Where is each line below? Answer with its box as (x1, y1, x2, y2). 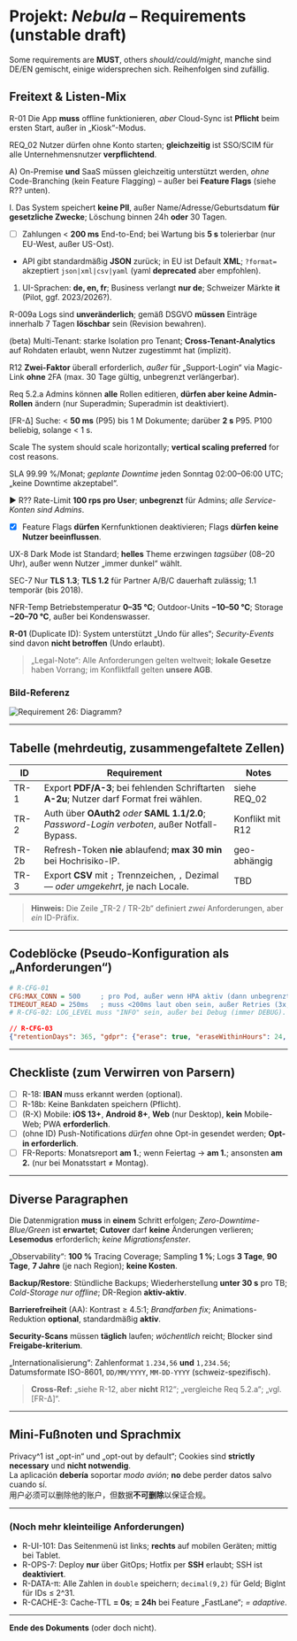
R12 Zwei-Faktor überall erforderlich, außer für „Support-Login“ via (9, 361, 255, 373)
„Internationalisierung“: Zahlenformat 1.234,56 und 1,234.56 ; (9, 1357, 231, 1367)
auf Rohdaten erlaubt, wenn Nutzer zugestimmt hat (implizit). (9, 344, 232, 355)
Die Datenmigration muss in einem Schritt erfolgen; (9, 1215, 197, 1226)
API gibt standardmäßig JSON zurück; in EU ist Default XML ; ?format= (21, 255, 278, 267)
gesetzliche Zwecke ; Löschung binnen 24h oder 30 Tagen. (9, 211, 227, 222)
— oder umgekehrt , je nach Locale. (43, 879, 190, 892)
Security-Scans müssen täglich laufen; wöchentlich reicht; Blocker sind (9, 1330, 273, 1341)
